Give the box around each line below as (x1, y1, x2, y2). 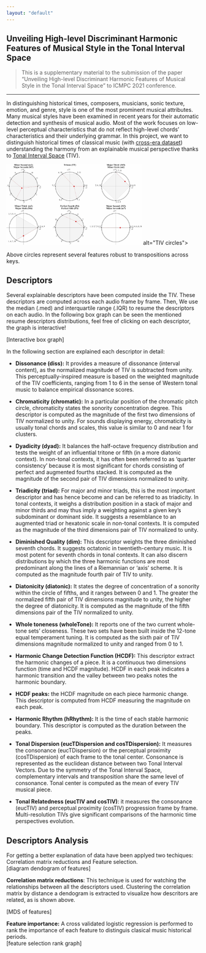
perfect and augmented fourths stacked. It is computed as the (15, 469, 172, 476)
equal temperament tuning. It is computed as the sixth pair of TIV (15, 634, 180, 641)
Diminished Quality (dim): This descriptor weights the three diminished (15, 538, 196, 545)
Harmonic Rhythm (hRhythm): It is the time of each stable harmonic (15, 715, 189, 722)
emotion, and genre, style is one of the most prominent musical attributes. (6, 106, 193, 114)
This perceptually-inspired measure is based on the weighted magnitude (15, 373, 199, 381)
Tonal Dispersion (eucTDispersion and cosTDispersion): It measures (15, 740, 192, 748)
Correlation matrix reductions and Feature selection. (6, 858, 138, 866)
